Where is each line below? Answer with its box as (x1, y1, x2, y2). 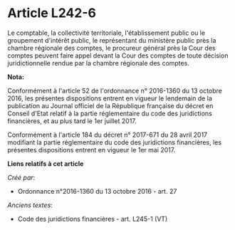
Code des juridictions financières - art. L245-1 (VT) (17, 214, 168, 223)
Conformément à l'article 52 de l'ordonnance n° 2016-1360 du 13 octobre (7, 86, 223, 95)
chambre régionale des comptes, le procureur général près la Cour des (7, 43, 216, 52)
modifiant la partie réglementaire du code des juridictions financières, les (7, 137, 222, 147)
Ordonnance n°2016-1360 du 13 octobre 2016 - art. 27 (17, 187, 177, 195)
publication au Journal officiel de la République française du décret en (7, 101, 214, 110)
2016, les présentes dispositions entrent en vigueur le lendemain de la (7, 94, 212, 103)
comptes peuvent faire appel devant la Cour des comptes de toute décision (7, 51, 229, 60)
